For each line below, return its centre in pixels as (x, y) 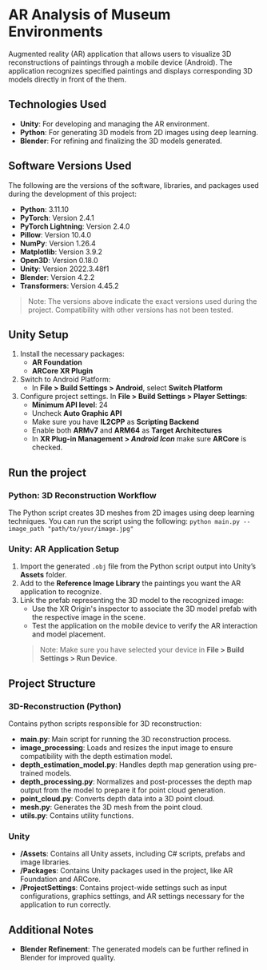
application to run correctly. (66, 904)
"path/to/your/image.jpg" (91, 529)
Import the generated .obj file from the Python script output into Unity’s (138, 566)
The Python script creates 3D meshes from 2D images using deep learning (132, 513)
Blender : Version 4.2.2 (57, 277)
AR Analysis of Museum (90, 15)
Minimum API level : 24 (70, 405)
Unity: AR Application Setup (64, 549)
